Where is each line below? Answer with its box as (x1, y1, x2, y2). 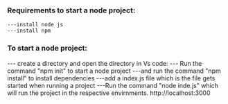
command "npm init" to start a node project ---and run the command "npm (7, 67, 221, 75)
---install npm (7, 27, 51, 35)
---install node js (7, 21, 64, 28)
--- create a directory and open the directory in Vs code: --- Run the (7, 59, 202, 67)
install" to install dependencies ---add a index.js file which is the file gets (7, 73, 216, 82)
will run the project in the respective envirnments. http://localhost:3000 (7, 89, 211, 97)
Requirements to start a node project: (7, 6, 136, 15)
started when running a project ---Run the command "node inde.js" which (7, 81, 219, 89)
